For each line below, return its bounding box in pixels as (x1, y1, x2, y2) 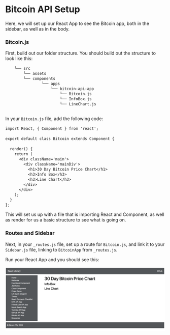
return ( (14, 152, 33, 157)
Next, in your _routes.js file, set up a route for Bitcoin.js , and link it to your (5, 241, 165, 247)
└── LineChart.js (59, 102, 96, 107)
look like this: (5, 55, 33, 62)
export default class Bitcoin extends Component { (5, 136, 115, 142)
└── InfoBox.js (59, 97, 92, 102)
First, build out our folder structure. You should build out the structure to (5, 50, 156, 57)
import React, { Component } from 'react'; (5, 126, 99, 131)
